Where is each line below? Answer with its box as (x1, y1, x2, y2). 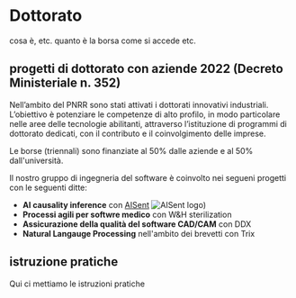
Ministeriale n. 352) (9, 76, 121, 91)
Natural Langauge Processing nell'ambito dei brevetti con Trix (22, 228, 256, 239)
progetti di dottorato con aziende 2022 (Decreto (9, 61, 283, 77)
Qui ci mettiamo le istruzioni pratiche (9, 278, 146, 289)
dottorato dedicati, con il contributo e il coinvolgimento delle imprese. (9, 128, 267, 139)
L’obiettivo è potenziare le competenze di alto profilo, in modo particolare (9, 109, 281, 120)
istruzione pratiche (9, 254, 119, 270)
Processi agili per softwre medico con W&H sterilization (22, 209, 232, 220)
